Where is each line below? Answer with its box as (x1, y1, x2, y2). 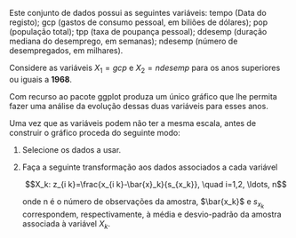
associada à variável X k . (21, 218, 111, 231)
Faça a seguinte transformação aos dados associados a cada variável (21, 162, 278, 172)
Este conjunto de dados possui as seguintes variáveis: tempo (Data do (9, 8, 267, 18)
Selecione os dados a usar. (21, 144, 122, 155)
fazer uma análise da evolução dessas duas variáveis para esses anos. (9, 100, 268, 111)
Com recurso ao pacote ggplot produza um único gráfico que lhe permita (9, 91, 277, 101)
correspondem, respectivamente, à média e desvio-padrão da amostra (21, 209, 282, 219)
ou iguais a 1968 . (9, 74, 73, 84)
